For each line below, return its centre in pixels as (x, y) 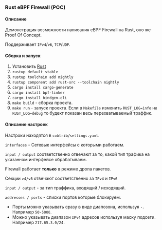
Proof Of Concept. (23, 35)
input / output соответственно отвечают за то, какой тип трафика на (77, 154)
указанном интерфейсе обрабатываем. (46, 159)
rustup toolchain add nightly (43, 77)
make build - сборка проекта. (42, 103)
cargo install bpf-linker (38, 93)
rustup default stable (35, 72)
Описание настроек (26, 124)
